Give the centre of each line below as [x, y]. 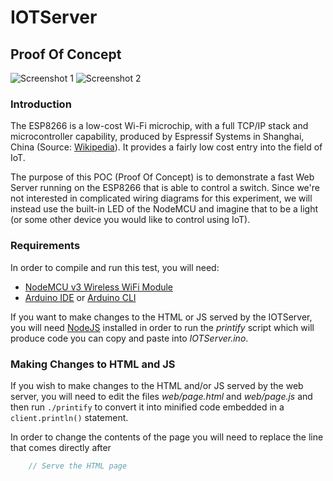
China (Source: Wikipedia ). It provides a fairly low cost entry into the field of [166, 147]
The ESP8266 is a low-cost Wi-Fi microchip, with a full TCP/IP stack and [159, 126]
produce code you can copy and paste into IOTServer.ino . [129, 338]
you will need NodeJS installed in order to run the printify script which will [162, 327]
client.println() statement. [69, 417]
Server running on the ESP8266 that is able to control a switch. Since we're [165, 188]
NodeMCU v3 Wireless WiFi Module [99, 287]
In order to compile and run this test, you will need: [115, 267]
